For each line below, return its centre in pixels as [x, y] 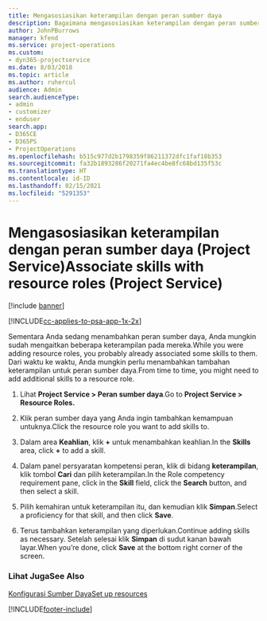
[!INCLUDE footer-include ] [50, 609]
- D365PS [23, 141]
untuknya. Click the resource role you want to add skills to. [114, 426]
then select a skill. [49, 491]
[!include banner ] [37, 305]
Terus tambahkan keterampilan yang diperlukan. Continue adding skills [135, 530]
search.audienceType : [44, 97]
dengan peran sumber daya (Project [129, 250]
